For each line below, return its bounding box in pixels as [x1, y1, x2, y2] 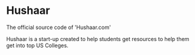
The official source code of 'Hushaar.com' [6, 24, 111, 31]
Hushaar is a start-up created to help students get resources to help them [6, 35, 190, 42]
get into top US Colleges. [6, 42, 69, 49]
